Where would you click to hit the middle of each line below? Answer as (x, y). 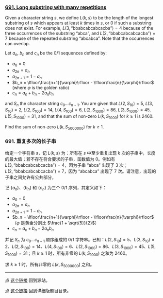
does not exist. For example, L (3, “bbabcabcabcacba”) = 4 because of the (79, 28)
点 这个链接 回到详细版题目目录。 (38, 290)
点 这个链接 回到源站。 (27, 280)
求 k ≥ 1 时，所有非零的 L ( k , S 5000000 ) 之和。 (50, 265)
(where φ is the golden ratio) (41, 88)
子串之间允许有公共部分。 (31, 177)
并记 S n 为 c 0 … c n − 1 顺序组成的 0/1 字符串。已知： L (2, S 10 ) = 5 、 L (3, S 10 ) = (80, 240)
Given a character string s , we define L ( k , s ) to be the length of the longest (79, 18)
